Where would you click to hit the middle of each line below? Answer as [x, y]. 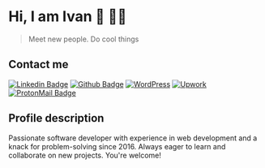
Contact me [38, 65]
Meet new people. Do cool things [83, 39]
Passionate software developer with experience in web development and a [133, 138]
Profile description [56, 118]
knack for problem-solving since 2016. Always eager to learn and [117, 146]
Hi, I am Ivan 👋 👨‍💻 [68, 17]
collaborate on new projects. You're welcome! [85, 155]
